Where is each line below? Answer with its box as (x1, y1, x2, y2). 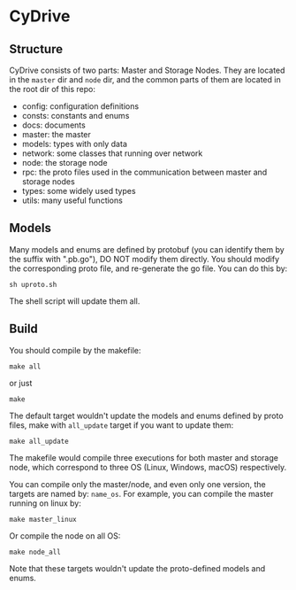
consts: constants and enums (21, 111, 130, 120)
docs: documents (21, 120, 86, 130)
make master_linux (9, 515, 77, 524)
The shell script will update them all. (9, 295, 140, 307)
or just (9, 377, 33, 388)
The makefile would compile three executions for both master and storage (9, 452, 278, 462)
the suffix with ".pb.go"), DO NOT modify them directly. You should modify (9, 253, 280, 264)
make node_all (9, 547, 62, 556)
